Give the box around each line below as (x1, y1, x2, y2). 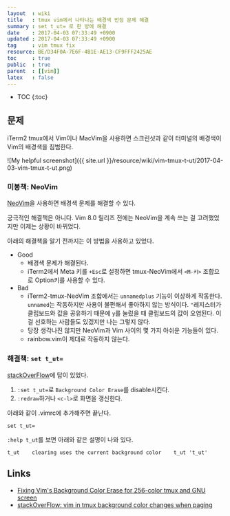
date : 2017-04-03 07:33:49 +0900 (7, 29, 116, 36)
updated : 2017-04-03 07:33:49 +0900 (7, 36, 116, 43)
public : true (7, 61, 51, 68)
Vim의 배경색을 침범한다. (7, 142, 74, 151)
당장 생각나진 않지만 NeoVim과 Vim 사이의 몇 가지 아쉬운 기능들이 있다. (27, 326, 219, 334)
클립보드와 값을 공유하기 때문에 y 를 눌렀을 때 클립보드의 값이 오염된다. (27, 309, 215, 317)
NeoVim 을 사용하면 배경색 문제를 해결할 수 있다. (7, 199, 136, 207)
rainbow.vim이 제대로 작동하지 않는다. (27, 335, 130, 343)
